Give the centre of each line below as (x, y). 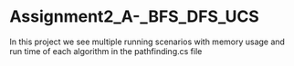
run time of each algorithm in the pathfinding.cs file (106, 51)
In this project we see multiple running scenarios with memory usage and (147, 42)
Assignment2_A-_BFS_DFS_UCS (135, 17)
